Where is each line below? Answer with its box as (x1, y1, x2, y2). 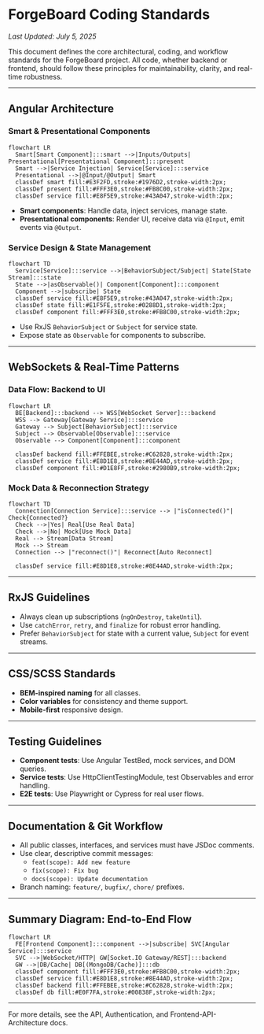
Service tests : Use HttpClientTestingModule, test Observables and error (19, 773, 254, 782)
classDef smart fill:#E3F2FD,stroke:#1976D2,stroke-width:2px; (15, 178, 226, 186)
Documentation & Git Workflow (8, 819, 163, 832)
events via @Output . (19, 222, 82, 232)
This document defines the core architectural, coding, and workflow (8, 46, 229, 56)
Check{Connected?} (8, 513, 68, 521)
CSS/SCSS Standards (8, 667, 116, 680)
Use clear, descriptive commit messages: (19, 849, 153, 858)
